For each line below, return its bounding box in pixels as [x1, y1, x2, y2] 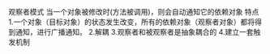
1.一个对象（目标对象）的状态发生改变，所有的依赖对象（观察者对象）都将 [8, 17, 255, 27]
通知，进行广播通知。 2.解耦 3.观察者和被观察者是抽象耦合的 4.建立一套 [15, 27, 254, 36]
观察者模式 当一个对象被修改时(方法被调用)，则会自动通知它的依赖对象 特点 [8, 7, 259, 16]
